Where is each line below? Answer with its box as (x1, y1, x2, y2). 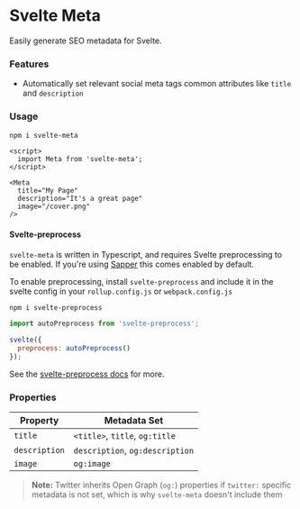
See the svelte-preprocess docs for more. (9, 368, 165, 379)
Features (9, 58, 50, 70)
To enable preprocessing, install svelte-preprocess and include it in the (9, 276, 274, 286)
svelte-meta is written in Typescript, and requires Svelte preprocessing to (9, 249, 282, 259)
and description (22, 87, 84, 99)
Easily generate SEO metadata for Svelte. (9, 35, 162, 46)
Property (19, 414, 59, 427)
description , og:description (73, 444, 195, 457)
